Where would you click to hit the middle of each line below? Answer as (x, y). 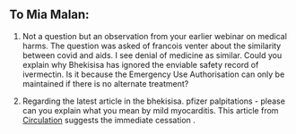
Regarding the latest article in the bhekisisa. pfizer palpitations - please (153, 101)
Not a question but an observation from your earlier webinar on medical (154, 36)
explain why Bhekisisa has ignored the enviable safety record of (140, 64)
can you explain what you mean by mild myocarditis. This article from (150, 110)
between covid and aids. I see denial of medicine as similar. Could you (152, 55)
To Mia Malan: (49, 15)
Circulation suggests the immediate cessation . (109, 120)
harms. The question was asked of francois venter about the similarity (152, 46)
